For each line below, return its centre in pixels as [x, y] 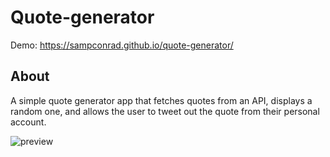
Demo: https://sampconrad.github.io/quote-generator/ [122, 45]
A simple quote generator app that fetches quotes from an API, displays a [161, 100]
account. [28, 122]
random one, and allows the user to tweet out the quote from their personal [165, 111]
